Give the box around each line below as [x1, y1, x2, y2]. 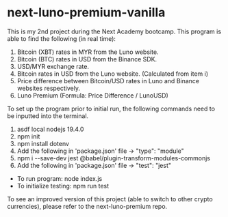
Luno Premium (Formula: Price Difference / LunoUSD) [16, 91, 169, 100]
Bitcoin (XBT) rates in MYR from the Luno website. [16, 48, 159, 56]
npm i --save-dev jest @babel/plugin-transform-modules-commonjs [16, 154, 211, 162]
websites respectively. [16, 84, 81, 92]
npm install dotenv [16, 139, 70, 147]
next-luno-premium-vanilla [7, 5, 166, 20]
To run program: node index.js [16, 174, 103, 182]
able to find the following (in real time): [7, 34, 116, 42]
